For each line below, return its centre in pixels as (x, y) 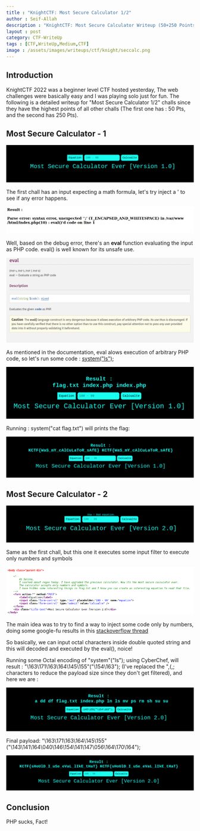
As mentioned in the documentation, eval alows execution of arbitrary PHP (97, 352)
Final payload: (23, 741)
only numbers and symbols (39, 558)
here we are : (22, 679)
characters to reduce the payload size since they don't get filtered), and (94, 673)
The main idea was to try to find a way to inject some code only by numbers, (100, 624)
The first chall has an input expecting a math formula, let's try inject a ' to (96, 191)
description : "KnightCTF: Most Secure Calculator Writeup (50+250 (92, 25)
